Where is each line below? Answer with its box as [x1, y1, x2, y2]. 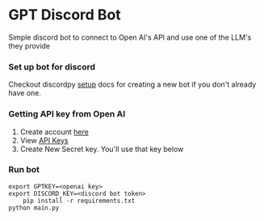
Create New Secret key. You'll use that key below [19, 144, 184, 154]
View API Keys [19, 135, 69, 145]
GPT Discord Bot [8, 6, 121, 24]
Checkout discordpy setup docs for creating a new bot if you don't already [8, 79, 257, 90]
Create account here [19, 127, 89, 137]
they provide [8, 40, 51, 50]
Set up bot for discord [8, 61, 95, 72]
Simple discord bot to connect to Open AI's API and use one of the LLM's [8, 32, 252, 42]
